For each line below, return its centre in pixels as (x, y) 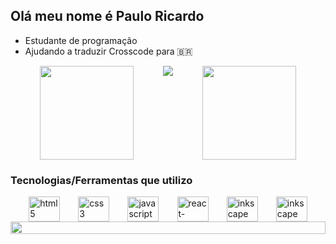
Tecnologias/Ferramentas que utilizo (101, 180)
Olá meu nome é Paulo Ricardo (107, 16)
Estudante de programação (81, 40)
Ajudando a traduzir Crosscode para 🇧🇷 (108, 51)
